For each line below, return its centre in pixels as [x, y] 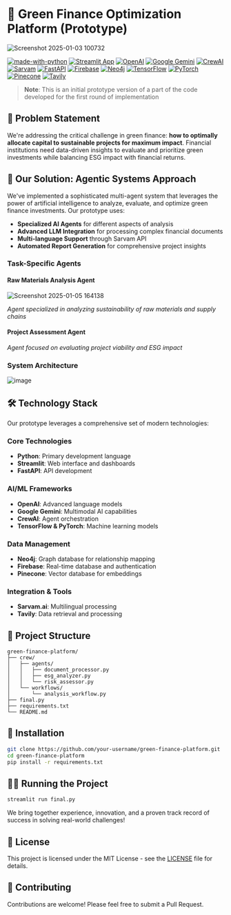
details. [18, 866]
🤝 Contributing [39, 888]
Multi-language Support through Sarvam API [82, 239]
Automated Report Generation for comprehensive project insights [112, 246]
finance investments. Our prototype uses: [66, 210]
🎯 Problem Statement [54, 119]
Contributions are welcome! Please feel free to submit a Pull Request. [106, 904]
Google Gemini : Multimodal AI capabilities [77, 511]
